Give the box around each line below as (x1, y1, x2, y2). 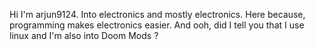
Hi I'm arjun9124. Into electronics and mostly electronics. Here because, (9, 9, 306, 20)
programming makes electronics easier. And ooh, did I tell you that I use (9, 19, 305, 31)
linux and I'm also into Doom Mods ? (9, 30, 159, 41)
